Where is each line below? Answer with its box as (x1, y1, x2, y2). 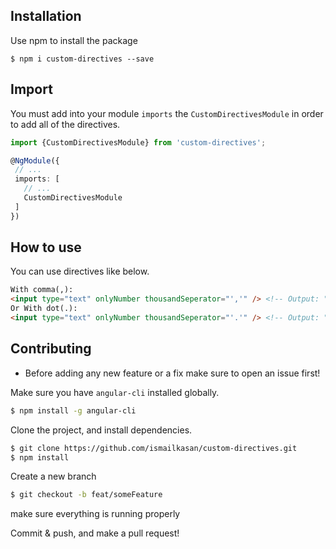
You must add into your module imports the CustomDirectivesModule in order (10, 107, 324, 119)
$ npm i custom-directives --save (10, 54, 155, 64)
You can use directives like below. (10, 265, 150, 278)
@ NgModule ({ (10, 155, 60, 166)
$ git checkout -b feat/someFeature (10, 490, 163, 500)
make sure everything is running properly (10, 508, 181, 520)
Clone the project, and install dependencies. (10, 424, 193, 436)
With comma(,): (10, 285, 74, 295)
